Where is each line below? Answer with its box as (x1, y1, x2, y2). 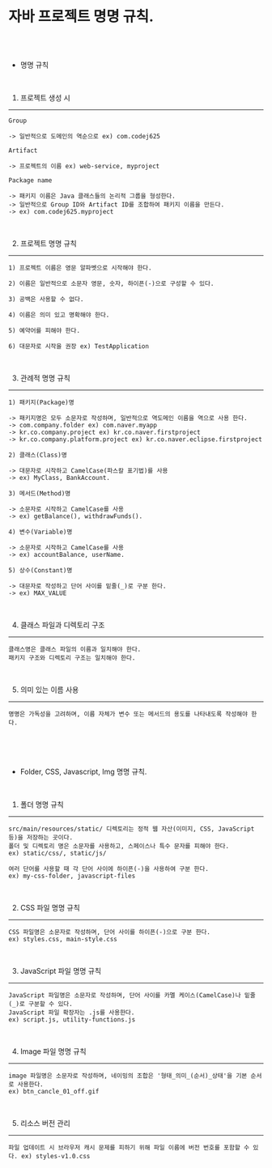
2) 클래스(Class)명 (8, 451, 67, 459)
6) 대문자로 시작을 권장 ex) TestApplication (8, 342, 150, 350)
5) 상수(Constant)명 (8, 566, 73, 575)
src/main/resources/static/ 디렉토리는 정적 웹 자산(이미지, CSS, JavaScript (8, 825, 255, 833)
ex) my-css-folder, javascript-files (8, 872, 136, 880)
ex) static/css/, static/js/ (8, 849, 107, 857)
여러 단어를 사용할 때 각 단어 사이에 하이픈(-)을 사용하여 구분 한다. (8, 864, 209, 873)
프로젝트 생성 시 (19, 92, 70, 102)
